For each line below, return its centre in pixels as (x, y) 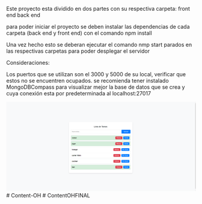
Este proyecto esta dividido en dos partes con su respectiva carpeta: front (98, 9)
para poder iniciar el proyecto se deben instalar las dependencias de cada (98, 27)
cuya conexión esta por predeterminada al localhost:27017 (79, 93)
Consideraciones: (28, 63)
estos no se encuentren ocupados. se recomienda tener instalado (88, 81)
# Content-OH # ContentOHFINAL (48, 195)
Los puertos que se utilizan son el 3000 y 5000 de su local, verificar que (96, 74)
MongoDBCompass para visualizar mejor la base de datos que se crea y (96, 87)
